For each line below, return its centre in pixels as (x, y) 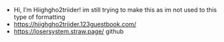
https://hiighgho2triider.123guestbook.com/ (75, 24)
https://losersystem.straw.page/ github (69, 31)
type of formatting (39, 17)
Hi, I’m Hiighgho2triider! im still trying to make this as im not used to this (115, 10)
